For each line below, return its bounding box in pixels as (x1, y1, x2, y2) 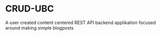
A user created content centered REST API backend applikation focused (5, 19, 156, 25)
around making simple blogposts (5, 24, 74, 30)
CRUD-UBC (5, 3, 54, 14)
